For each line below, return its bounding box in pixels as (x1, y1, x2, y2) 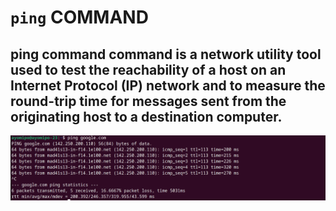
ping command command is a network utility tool (10, 46, 322, 63)
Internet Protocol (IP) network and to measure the (10, 77, 326, 94)
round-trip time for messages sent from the (10, 92, 287, 110)
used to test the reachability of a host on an (10, 61, 287, 78)
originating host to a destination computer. (10, 108, 283, 125)
